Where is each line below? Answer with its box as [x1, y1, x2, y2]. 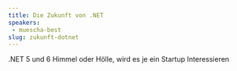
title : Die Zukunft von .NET [8, 11, 104, 20]
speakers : [8, 19, 41, 27]
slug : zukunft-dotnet [8, 33, 80, 41]
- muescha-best [11, 26, 61, 34]
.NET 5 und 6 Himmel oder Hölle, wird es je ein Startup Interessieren [8, 55, 230, 64]
